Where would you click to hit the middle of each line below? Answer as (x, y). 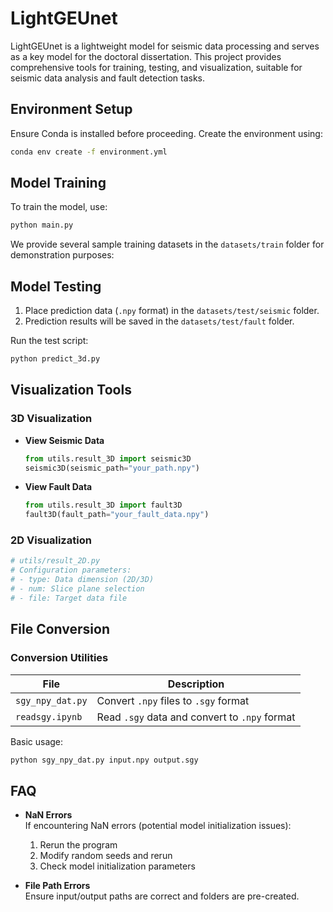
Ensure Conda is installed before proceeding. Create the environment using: (166, 133)
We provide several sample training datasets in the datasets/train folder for (167, 244)
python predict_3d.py (55, 359)
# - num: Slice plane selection (77, 589)
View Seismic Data (64, 440)
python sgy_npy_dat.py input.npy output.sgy (104, 760)
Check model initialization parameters (117, 866)
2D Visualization (51, 540)
